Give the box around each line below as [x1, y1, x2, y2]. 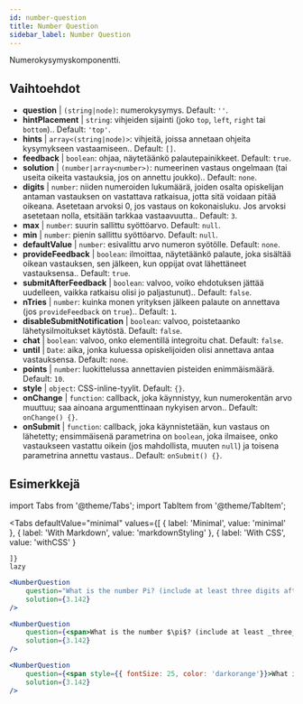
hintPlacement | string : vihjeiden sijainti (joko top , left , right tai [22, 115, 266, 125]
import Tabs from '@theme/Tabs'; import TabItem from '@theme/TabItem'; [9, 500, 287, 511]
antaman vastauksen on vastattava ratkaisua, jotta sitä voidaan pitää [22, 191, 277, 202]
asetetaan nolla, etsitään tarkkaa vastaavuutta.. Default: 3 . [22, 210, 238, 221]
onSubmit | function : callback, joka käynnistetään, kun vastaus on [22, 421, 271, 432]
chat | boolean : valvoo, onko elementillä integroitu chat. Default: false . [22, 335, 284, 346]
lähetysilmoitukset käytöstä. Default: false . [22, 326, 183, 337]
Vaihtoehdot [9, 80, 81, 96]
